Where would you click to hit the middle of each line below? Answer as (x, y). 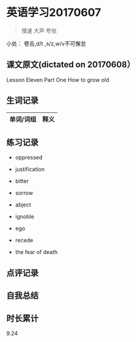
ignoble (25, 217)
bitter (22, 181)
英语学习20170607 (54, 13)
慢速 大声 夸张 (39, 31)
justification (30, 169)
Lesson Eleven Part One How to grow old (58, 79)
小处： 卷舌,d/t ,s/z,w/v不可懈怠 (46, 43)
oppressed (29, 158)
